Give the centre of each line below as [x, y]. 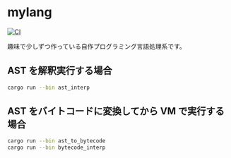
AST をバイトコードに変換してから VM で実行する [116, 111]
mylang [30, 12]
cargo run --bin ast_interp [49, 87]
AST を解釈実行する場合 [60, 71]
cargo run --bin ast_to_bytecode [57, 141]
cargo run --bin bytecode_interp [57, 148]
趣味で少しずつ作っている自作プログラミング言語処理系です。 [96, 46]
